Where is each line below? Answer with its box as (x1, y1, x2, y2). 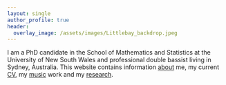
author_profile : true (7, 17, 70, 23)
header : (7, 23, 30, 30)
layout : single (7, 10, 51, 17)
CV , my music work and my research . (7, 70, 113, 79)
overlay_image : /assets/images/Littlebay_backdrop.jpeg (13, 29, 178, 37)
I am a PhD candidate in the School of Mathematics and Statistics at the (7, 48, 211, 57)
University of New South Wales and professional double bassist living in (7, 56, 212, 64)
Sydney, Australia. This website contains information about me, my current (7, 63, 220, 71)
